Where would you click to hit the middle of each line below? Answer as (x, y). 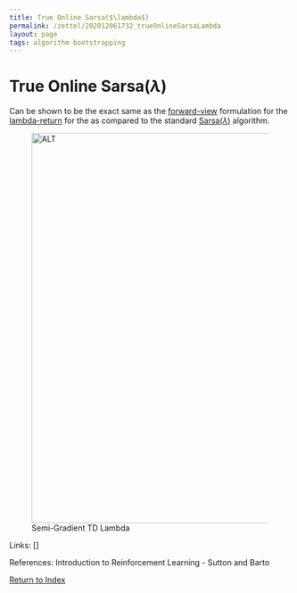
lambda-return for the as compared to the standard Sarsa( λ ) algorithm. (140, 120)
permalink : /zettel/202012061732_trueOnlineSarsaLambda (115, 26)
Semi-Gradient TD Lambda (81, 528)
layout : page (33, 34)
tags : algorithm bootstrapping (67, 42)
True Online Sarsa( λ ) (88, 86)
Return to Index (37, 580)
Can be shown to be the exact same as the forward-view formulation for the (148, 111)
